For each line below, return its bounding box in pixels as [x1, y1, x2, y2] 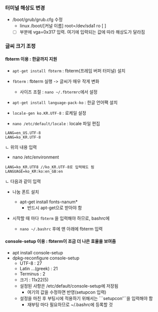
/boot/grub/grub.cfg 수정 [12, 16, 63, 23]
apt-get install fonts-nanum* [19, 199, 78, 205]
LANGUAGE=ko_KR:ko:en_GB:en [5, 169, 63, 174]
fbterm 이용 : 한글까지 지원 [5, 56, 57, 62]
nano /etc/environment [12, 154, 59, 160]
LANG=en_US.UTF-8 [5, 131, 41, 136]
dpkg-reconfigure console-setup [12, 255, 80, 261]
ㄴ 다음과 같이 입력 [5, 178, 41, 184]
